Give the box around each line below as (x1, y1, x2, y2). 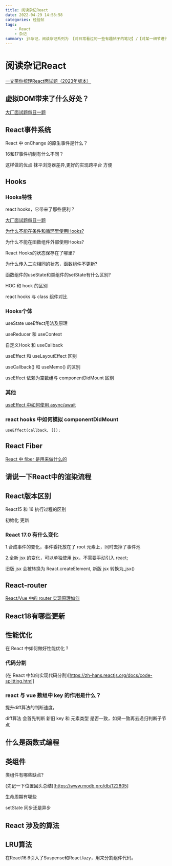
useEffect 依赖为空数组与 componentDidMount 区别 (5, 375, 114, 381)
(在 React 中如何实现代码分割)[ (5, 672, 70, 678)
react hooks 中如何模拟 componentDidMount (5, 416, 119, 423)
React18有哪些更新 (5, 612, 66, 620)
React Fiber (5, 441, 42, 450)
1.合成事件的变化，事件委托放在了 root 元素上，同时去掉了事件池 (5, 544, 141, 550)
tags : (5, 22, 17, 27)
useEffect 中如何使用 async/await (5, 401, 76, 408)
